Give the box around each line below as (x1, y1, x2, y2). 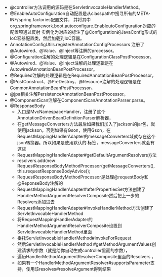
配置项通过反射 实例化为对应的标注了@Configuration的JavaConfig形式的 (9, 29, 158, 35)
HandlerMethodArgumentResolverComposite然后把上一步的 (17, 193, 139, 198)
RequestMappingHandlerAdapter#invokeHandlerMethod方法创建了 (17, 205, 154, 211)
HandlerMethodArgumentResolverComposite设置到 (17, 222, 122, 228)
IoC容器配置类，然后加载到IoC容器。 (9, 35, 85, 41)
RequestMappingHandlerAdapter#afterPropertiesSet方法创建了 (17, 186, 146, 192)
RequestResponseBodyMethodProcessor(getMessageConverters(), (17, 163, 155, 168)
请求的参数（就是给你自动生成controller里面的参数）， (21, 247, 130, 253)
